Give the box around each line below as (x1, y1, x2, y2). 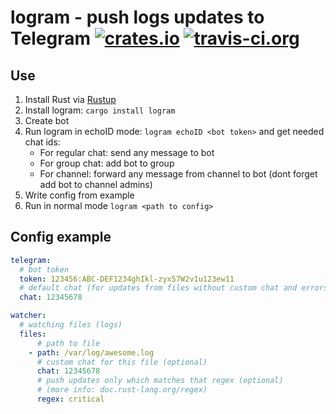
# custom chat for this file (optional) (36, 357, 208, 367)
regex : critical (36, 394, 105, 405)
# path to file (36, 338, 101, 348)
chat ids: (24, 136, 61, 148)
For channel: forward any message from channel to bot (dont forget (39, 168, 318, 180)
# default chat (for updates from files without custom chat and (19, 283, 298, 293)
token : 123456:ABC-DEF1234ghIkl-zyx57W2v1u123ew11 (19, 274, 235, 284)
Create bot (24, 115, 70, 126)
